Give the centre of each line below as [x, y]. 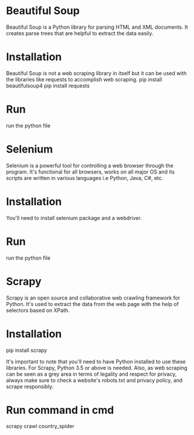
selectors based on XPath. [38, 310]
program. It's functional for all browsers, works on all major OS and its [90, 172]
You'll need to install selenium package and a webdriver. [74, 217]
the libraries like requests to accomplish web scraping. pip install [84, 79]
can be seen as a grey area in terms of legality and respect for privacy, [91, 374]
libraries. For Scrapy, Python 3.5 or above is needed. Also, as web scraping [97, 368]
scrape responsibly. [30, 386]
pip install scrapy [27, 350]
